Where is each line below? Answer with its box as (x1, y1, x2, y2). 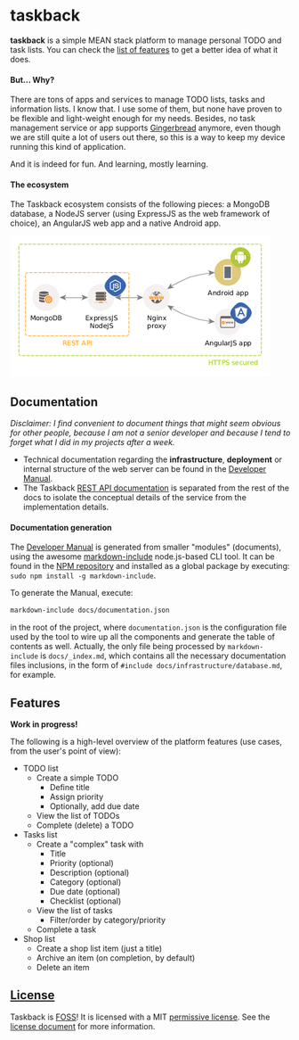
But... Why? (10, 74, 55, 85)
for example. (10, 670, 57, 681)
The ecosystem (10, 179, 69, 190)
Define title (49, 782, 90, 793)
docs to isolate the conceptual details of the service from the (22, 492, 247, 503)
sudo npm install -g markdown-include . (10, 570, 157, 581)
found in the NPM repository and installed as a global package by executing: (10, 561, 290, 572)
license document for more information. (10, 1020, 156, 1031)
